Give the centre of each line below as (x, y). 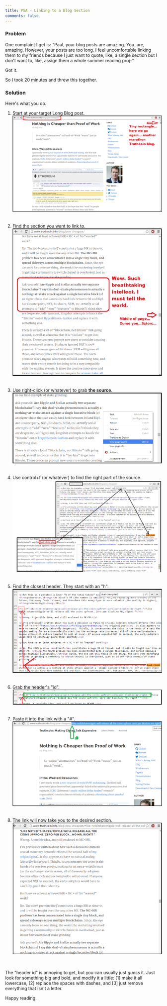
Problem (16, 34)
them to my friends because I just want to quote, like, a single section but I (81, 55)
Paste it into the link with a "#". (44, 718)
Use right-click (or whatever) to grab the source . (62, 390)
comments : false (22, 16)
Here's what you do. (26, 103)
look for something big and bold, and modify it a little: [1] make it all (74, 978)
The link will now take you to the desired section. (62, 820)
